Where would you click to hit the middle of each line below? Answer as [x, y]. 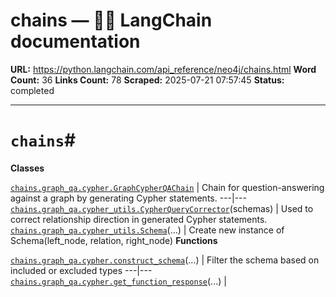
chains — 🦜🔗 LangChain [111, 20]
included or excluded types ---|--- [81, 270]
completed [32, 90]
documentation [75, 41]
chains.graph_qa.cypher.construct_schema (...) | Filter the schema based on [165, 260]
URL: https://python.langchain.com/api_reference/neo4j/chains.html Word [163, 69]
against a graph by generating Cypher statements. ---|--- [128, 198]
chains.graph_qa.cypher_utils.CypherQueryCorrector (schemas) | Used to [162, 208]
